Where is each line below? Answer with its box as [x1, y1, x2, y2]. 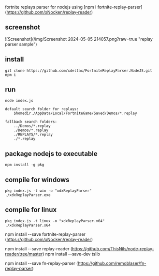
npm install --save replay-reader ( [5, 245, 72, 251]
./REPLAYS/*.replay [14, 132, 53, 137]
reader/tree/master [5, 251, 43, 257]
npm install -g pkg [5, 162, 44, 168]
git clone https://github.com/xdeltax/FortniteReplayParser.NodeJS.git [5, 68, 152, 73]
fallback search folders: [5, 120, 57, 124]
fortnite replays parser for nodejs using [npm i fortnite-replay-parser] [5, 4, 143, 10]
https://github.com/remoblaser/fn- [78, 260, 146, 266]
